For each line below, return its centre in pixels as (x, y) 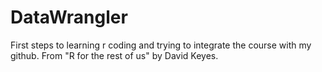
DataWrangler (69, 17)
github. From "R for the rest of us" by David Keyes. (114, 55)
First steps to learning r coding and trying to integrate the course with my (161, 45)
